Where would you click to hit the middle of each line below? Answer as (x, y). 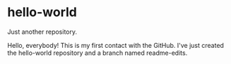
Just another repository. (42, 32)
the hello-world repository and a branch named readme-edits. (97, 53)
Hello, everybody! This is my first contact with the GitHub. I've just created (116, 45)
